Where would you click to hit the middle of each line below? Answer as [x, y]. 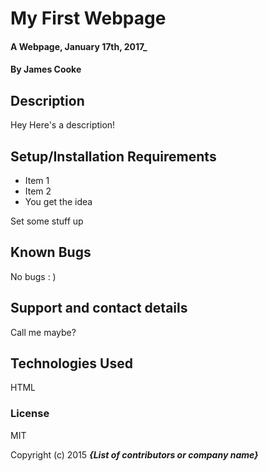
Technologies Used [71, 363]
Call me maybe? [43, 332]
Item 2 [38, 191]
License [30, 414]
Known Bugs [51, 252]
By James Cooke [46, 69]
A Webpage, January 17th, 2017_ [79, 46]
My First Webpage [88, 18]
